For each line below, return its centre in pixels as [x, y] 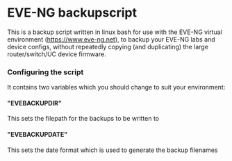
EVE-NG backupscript [72, 13]
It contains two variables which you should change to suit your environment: [116, 87]
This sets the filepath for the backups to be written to [83, 119]
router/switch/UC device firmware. [57, 54]
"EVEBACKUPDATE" [38, 135]
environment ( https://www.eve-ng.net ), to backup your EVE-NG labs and [111, 39]
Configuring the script [45, 72]
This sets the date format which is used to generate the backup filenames [113, 150]
